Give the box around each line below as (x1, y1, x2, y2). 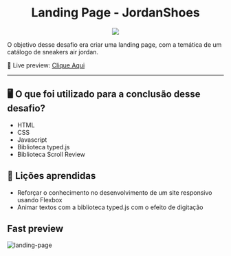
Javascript (16, 136, 47, 144)
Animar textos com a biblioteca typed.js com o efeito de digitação (16, 203, 203, 211)
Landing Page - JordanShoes (30, 5, 201, 21)
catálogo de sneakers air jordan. (7, 47, 98, 56)
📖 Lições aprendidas (7, 170, 96, 182)
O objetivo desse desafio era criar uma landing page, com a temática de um (7, 40, 222, 49)
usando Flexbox (16, 195, 63, 204)
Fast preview (7, 222, 64, 235)
